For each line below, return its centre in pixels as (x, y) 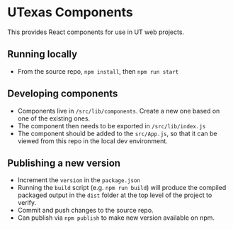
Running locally (42, 54)
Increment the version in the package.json (79, 180)
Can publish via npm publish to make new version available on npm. (116, 218)
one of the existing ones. (54, 118)
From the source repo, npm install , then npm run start (98, 71)
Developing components (63, 94)
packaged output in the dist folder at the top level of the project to (115, 195)
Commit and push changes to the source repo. (85, 211)
